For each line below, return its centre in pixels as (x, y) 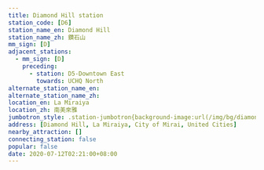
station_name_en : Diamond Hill (59, 30)
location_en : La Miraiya (49, 103)
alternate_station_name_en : (54, 88)
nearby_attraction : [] (45, 132)
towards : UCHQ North (70, 81)
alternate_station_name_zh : (54, 96)
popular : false (33, 146)
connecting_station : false (52, 139)
